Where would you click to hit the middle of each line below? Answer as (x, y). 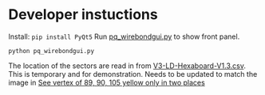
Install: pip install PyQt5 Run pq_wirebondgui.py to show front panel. (124, 36)
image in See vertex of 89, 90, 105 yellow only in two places (107, 82)
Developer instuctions (83, 15)
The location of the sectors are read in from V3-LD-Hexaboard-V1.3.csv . (127, 66)
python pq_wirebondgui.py (51, 51)
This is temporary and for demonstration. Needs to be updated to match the (133, 74)
